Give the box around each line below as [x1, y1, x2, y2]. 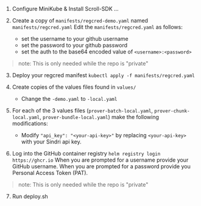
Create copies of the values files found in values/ [12, 83, 136, 91]
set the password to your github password [21, 42, 128, 49]
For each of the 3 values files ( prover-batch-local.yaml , [12, 107, 153, 114]
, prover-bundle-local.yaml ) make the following [39, 114, 160, 120]
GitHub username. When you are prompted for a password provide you [12, 163, 191, 170]
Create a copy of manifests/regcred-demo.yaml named [12, 17, 148, 24]
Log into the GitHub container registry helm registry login [12, 150, 161, 157]
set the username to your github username [21, 35, 129, 42]
